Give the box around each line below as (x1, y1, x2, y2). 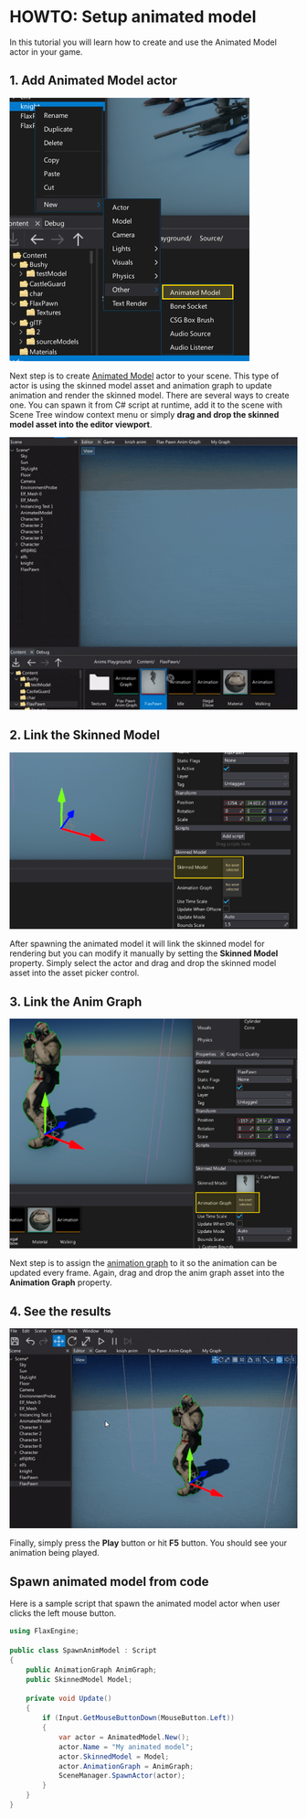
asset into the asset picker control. (9, 967, 140, 979)
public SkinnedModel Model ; (26, 1674, 132, 1684)
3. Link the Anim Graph (9, 994, 143, 1009)
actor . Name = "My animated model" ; (58, 1742, 195, 1751)
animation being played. (9, 1547, 101, 1558)
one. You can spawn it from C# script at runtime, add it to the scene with (9, 399, 283, 410)
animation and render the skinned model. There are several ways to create (9, 389, 290, 400)
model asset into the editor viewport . (9, 419, 153, 430)
